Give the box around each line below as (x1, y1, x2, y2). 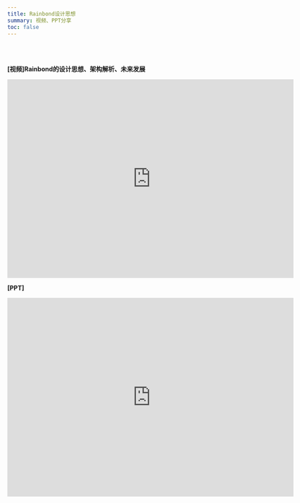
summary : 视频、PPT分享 (7, 17, 72, 24)
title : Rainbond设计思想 (7, 10, 76, 18)
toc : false (7, 23, 39, 30)
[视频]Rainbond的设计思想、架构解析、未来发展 (7, 65, 146, 73)
